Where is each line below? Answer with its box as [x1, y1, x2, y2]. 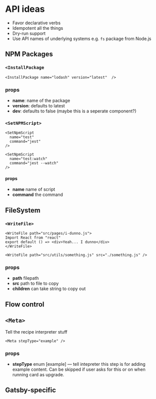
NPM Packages [5, 50, 53, 58]
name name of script [12, 187, 55, 193]
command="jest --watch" [9, 161, 58, 166]
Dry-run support [12, 30, 46, 36]
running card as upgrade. [12, 371, 64, 377]
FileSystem [5, 206, 41, 214]
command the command [12, 192, 63, 198]
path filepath [12, 275, 39, 281]
